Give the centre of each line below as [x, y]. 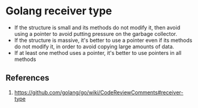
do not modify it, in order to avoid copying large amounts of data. [94, 47]
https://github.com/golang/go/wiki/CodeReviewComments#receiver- [99, 92]
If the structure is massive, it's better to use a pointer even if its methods [103, 40]
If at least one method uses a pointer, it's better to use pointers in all [98, 53]
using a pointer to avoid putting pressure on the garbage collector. [95, 33]
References [27, 78]
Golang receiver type [59, 11]
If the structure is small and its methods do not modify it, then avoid [97, 27]
